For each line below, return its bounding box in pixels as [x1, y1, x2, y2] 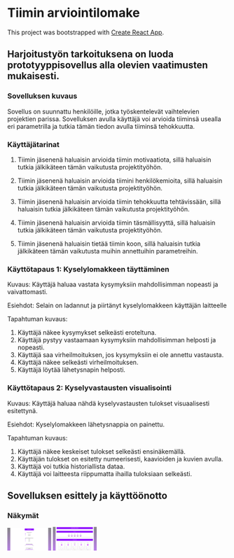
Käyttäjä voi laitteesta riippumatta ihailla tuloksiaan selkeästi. [17, 469, 193, 477]
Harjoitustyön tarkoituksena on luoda [7, 48, 174, 60]
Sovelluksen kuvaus [7, 91, 78, 101]
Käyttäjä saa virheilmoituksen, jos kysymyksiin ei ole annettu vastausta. [17, 351, 224, 359]
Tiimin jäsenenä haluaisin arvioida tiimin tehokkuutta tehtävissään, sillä [17, 197, 221, 206]
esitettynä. [7, 406, 39, 414]
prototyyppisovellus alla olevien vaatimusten [7, 60, 208, 71]
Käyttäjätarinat [7, 139, 60, 149]
